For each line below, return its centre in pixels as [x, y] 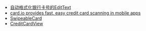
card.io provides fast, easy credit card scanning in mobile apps [75, 13]
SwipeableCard [26, 18]
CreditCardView [26, 23]
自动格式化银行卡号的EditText [41, 7]
